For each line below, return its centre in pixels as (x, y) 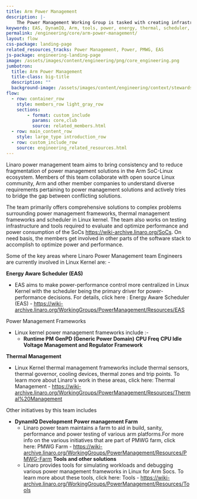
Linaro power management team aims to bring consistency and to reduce (94, 164)
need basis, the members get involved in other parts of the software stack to (98, 238)
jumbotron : (19, 66)
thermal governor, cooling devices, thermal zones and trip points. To (97, 374)
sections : (29, 110)
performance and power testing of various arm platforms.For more (103, 434)
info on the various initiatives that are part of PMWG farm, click (99, 440)
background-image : (34, 88)
